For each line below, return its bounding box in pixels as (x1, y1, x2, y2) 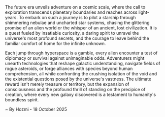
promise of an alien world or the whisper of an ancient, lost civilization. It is (5, 25, 157, 31)
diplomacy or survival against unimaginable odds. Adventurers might (5, 55, 145, 61)
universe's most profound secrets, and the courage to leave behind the (5, 35, 149, 41)
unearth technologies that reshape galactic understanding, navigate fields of (5, 61, 161, 66)
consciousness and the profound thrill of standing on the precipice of (5, 87, 146, 92)
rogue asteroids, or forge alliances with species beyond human (5, 66, 133, 71)
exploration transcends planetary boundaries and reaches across (5, 9, 138, 15)
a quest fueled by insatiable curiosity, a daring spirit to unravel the (5, 30, 139, 36)
